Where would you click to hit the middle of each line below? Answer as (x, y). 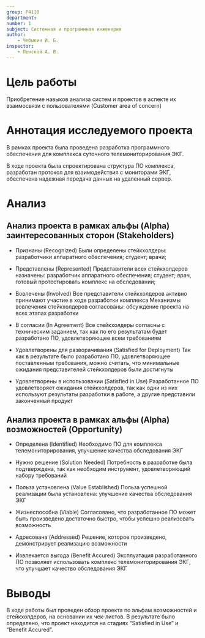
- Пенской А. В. (38, 52)
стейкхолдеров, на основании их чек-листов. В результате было (91, 617)
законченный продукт (44, 400)
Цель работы (42, 82)
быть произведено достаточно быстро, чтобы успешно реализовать (105, 519)
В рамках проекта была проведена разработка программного (88, 147)
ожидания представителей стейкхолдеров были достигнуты (94, 369)
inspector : (20, 47)
